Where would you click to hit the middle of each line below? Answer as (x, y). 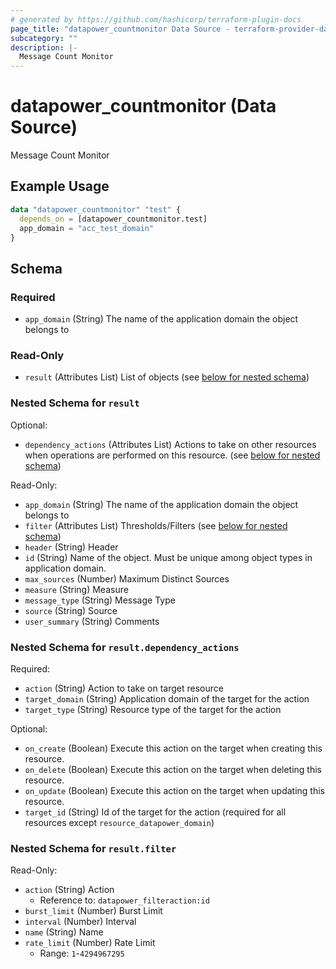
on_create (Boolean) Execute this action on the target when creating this (173, 748)
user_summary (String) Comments (92, 621)
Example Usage (60, 186)
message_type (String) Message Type (100, 600)
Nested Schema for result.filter (93, 848)
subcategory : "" (44, 38)
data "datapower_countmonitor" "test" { (96, 209)
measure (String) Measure (76, 589)
